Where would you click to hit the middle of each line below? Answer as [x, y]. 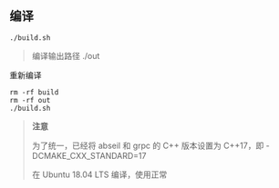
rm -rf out [30, 100]
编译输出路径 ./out [66, 55]
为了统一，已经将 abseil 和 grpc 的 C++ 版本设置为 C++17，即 [148, 145]
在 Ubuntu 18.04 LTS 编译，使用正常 [99, 174]
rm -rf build [34, 92]
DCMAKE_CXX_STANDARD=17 [89, 155]
